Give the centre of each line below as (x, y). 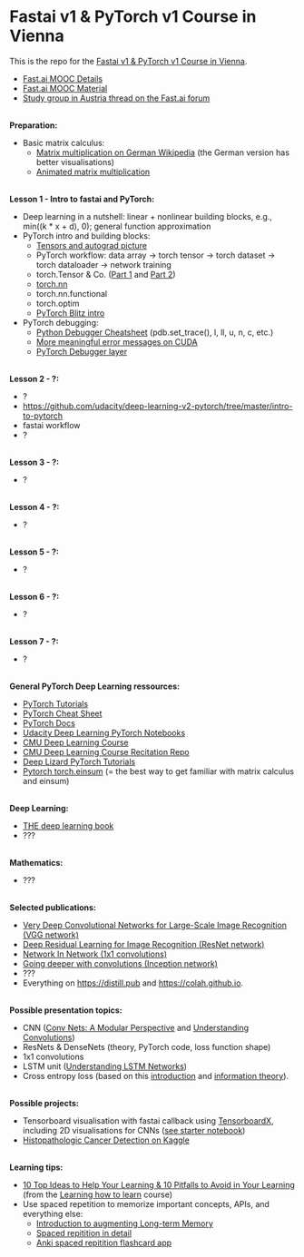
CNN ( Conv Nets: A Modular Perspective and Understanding (136, 1027)
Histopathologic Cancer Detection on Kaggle (106, 1140)
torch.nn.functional (71, 293)
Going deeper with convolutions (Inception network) (120, 963)
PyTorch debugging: (60, 322)
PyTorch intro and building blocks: (86, 236)
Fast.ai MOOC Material (65, 88)
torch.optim (58, 303)
